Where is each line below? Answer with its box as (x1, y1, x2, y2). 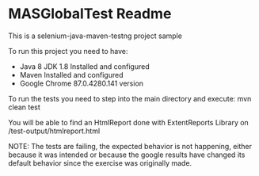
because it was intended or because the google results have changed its (8, 150, 246, 159)
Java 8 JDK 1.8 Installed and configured (19, 61, 150, 71)
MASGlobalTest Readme (8, 5, 172, 23)
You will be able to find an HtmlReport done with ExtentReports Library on (8, 117, 249, 127)
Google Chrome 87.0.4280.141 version (19, 78, 144, 88)
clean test (8, 102, 41, 112)
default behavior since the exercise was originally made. (8, 158, 192, 167)
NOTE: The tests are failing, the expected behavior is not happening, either (8, 141, 252, 151)
